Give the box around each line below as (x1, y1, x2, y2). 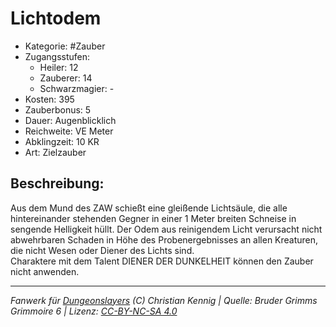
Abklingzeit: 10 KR (24, 135, 100, 147)
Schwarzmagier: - (39, 82, 115, 94)
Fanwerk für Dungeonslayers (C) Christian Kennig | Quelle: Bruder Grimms (10, 294, 318, 306)
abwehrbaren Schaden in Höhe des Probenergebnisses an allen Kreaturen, (10, 233, 319, 246)
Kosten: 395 (24, 93, 75, 105)
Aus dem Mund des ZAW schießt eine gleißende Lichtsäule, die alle (10, 202, 288, 214)
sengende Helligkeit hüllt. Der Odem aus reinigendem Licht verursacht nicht (10, 223, 323, 235)
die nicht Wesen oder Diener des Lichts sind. (10, 244, 195, 256)
